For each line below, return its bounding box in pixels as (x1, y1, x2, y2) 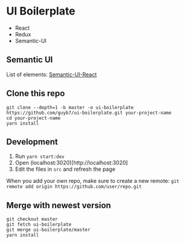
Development (6, 136, 59, 147)
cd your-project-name (6, 115, 61, 121)
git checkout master (6, 216, 59, 222)
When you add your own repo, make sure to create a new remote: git (6, 177, 180, 185)
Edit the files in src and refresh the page (15, 165, 116, 173)
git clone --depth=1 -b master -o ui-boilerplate (6, 104, 134, 110)
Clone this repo (6, 88, 65, 99)
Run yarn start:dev (15, 153, 65, 160)
